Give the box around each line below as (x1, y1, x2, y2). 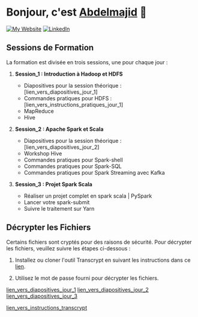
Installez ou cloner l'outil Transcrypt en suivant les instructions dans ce (14, 256, 191, 264)
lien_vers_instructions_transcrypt (6, 304, 88, 311)
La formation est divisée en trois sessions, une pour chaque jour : (6, 58, 168, 65)
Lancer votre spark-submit (23, 198, 90, 206)
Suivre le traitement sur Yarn (23, 205, 95, 212)
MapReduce (23, 107, 54, 115)
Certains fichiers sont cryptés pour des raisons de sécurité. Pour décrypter (6, 238, 192, 246)
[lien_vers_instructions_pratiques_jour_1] (23, 101, 124, 108)
